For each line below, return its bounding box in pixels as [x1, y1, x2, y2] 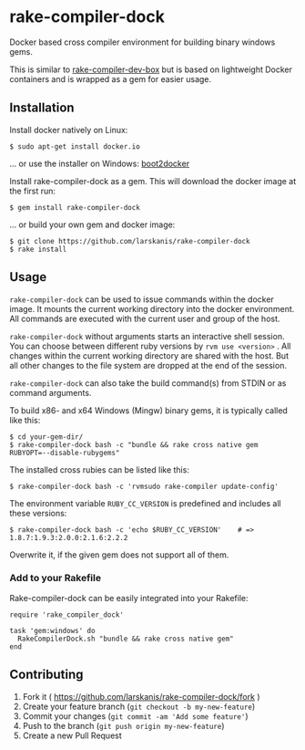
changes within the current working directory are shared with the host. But [9, 349, 290, 361]
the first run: [9, 185, 56, 196]
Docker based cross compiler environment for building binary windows [9, 36, 276, 47]
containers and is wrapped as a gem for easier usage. [9, 73, 212, 84]
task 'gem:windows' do [9, 626, 96, 635]
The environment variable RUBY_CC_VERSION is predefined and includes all [9, 497, 281, 508]
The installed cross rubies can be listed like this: [9, 464, 189, 475]
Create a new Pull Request [22, 730, 123, 741]
